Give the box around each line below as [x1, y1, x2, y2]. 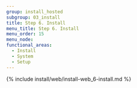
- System [11, 53, 34, 59]
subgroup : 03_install [6, 14, 61, 20]
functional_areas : [6, 43, 52, 48]
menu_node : [6, 37, 34, 43]
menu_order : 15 [6, 31, 44, 37]
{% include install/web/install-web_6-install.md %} [6, 75, 132, 83]
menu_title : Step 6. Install [6, 25, 79, 32]
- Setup [11, 59, 31, 65]
